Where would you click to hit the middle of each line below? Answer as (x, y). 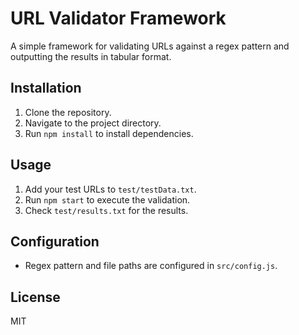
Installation (46, 88)
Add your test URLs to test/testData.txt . (110, 189)
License (35, 297)
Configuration (55, 241)
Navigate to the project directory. (93, 123)
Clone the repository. (68, 112)
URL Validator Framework (118, 18)
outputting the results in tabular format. (91, 56)
